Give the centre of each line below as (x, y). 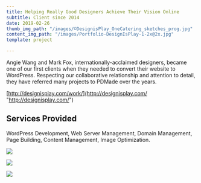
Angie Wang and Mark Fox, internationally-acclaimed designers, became (97, 62)
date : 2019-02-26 (28, 23)
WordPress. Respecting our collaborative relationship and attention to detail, (101, 75)
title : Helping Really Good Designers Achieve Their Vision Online (93, 12)
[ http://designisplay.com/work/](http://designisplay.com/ (77, 93)
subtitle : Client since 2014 (43, 18)
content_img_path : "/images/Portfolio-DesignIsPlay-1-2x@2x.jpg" (90, 34)
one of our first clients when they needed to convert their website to (91, 69)
